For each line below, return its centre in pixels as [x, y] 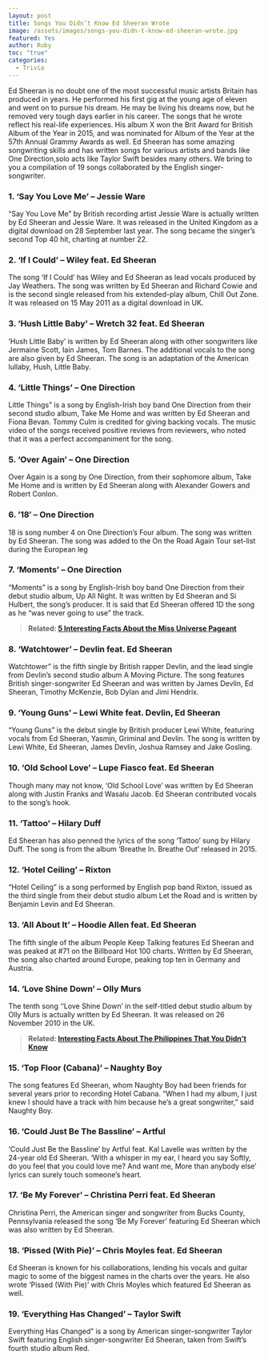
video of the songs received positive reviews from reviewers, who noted [127, 430]
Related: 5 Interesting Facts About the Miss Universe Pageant [132, 628]
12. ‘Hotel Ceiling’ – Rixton [60, 869]
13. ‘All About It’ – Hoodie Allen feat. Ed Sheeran [102, 925]
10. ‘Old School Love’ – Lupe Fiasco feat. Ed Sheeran [111, 768]
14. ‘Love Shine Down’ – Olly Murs [75, 988]
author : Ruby [30, 46]
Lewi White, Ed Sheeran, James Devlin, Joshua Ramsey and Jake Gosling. [130, 747]
